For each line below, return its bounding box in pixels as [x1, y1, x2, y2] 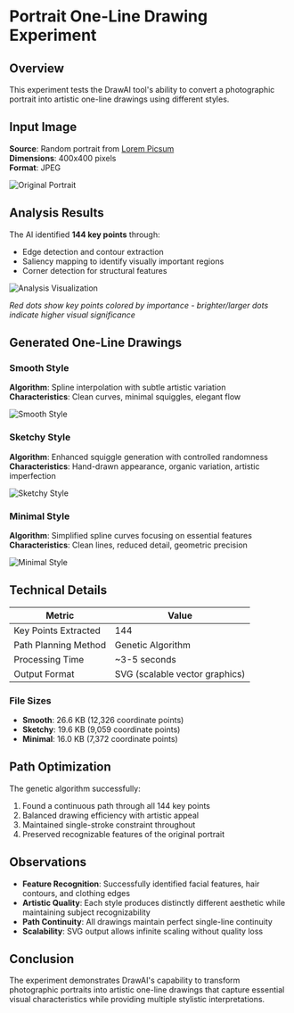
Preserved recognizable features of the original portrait [21, 828, 225, 839]
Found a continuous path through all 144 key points [21, 800, 211, 811]
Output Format [13, 667, 75, 679]
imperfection [9, 470, 56, 481]
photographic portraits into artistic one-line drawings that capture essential [9, 984, 285, 995]
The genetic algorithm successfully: [9, 783, 141, 794]
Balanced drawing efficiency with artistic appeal [21, 810, 199, 820]
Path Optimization [9, 760, 111, 775]
